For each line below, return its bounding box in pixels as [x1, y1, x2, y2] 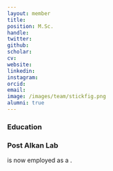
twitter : [7, 36, 32, 43]
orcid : [7, 80, 26, 87]
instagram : [7, 73, 39, 81]
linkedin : [7, 67, 36, 74]
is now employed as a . [7, 156, 72, 165]
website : [7, 61, 32, 68]
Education [7, 122, 43, 131]
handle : [7, 29, 30, 36]
